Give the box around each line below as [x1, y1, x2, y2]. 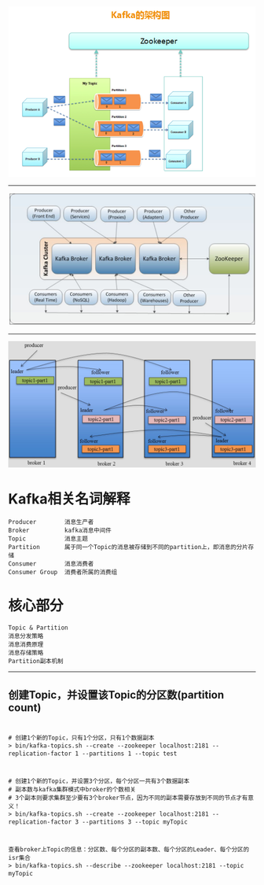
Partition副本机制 [8, 658, 64, 666]
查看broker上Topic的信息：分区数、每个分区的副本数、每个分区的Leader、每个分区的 [8, 846, 250, 854]
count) [8, 701, 42, 714]
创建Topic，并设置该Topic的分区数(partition [8, 688, 225, 702]
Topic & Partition [8, 624, 68, 632]
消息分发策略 [8, 632, 44, 640]
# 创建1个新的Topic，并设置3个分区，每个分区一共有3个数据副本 [8, 777, 190, 785]
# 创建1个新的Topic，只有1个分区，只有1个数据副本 [8, 734, 155, 742]
